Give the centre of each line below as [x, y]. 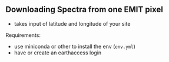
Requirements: [23, 35]
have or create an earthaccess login [58, 53]
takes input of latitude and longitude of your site [72, 23]
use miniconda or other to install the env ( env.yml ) [75, 46]
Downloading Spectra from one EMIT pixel [84, 10]
